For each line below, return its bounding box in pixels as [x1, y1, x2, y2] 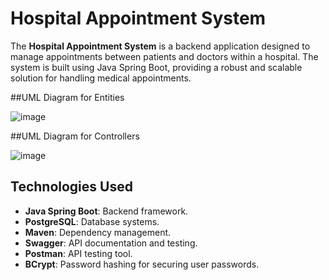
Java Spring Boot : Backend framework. [24, 205, 189, 217]
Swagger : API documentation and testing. [24, 237, 198, 249]
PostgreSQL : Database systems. [24, 215, 160, 227]
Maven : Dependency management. [24, 226, 172, 238]
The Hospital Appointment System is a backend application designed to [10, 40, 311, 52]
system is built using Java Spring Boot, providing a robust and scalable [10, 61, 303, 73]
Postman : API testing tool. [24, 247, 133, 259]
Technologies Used [10, 178, 133, 196]
